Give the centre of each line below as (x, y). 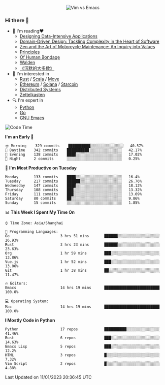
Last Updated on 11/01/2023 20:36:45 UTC (49, 377)
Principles (30, 52)
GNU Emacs (32, 118)
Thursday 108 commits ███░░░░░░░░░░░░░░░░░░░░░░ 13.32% (73, 190)
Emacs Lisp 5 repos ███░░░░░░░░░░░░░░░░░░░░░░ (82, 347)
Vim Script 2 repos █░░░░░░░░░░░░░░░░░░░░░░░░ (82, 364)
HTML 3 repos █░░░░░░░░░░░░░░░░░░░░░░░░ (82, 355)
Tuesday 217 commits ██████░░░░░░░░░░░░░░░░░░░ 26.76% (73, 181)
